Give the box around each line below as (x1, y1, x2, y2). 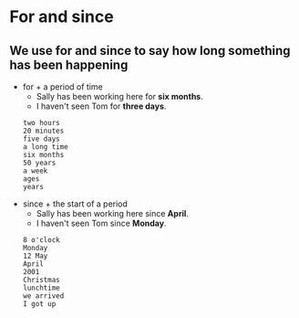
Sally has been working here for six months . (36, 91, 203, 101)
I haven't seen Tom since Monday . (36, 217, 167, 228)
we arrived (22, 291, 65, 301)
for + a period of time (22, 81, 103, 92)
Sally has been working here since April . (36, 208, 190, 218)
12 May (22, 251, 48, 260)
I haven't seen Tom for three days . (36, 101, 167, 111)
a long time (22, 143, 68, 152)
